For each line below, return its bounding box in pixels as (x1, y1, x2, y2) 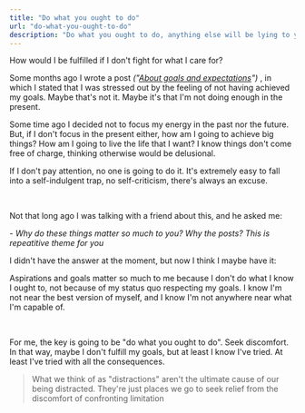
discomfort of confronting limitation (31, 393, 165, 404)
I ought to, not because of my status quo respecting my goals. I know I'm (9, 282, 282, 293)
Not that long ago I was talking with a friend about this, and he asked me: (9, 211, 283, 221)
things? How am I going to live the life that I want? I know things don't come (9, 138, 292, 150)
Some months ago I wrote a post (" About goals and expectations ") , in (9, 73, 272, 84)
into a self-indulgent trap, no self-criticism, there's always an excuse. (9, 175, 268, 186)
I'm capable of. (9, 301, 65, 313)
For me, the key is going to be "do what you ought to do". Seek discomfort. (9, 337, 289, 348)
